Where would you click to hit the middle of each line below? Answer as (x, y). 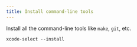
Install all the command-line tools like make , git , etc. (69, 28)
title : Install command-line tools (50, 11)
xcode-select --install (35, 39)
